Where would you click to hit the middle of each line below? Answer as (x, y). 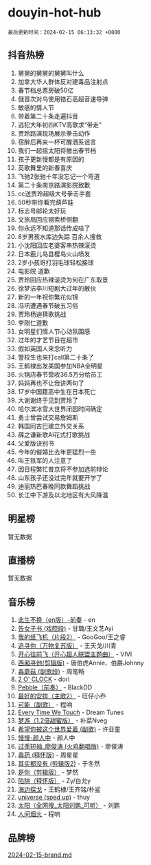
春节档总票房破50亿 (46, 90)
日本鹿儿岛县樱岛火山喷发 (54, 253)
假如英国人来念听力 (45, 348)
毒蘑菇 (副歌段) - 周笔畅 (51, 671)
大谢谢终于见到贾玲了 (48, 400)
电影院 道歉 (34, 271)
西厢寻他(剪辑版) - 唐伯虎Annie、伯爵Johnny (81, 663)
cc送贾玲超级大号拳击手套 (54, 194)
